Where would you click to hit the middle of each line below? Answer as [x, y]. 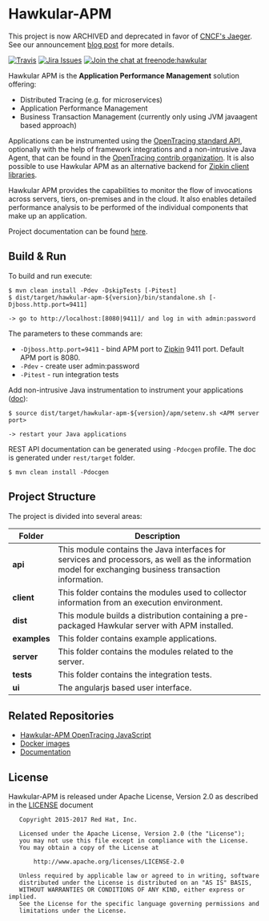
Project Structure [52, 497]
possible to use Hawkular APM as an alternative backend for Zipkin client [129, 166]
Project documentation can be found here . [78, 231]
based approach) [48, 125]
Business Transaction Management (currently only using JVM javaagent [139, 116]
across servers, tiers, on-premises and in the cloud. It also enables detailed [132, 199]
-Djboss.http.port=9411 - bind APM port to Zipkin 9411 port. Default [132, 348]
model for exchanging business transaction [139, 569]
